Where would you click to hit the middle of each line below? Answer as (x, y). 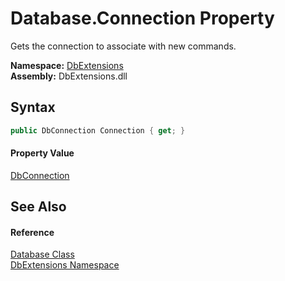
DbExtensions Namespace (65, 265)
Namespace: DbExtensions (67, 65)
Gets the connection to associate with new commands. (123, 46)
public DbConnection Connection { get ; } (98, 130)
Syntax (33, 107)
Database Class (42, 254)
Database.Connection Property (142, 18)
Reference (32, 232)
